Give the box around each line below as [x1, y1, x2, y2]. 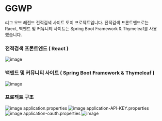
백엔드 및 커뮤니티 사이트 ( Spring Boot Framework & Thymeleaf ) [5, 69, 155, 76]
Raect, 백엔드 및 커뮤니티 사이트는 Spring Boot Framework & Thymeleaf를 [5, 25, 148, 32]
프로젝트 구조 [5, 94, 34, 101]
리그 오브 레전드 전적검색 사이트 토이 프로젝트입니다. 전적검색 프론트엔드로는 [5, 19, 149, 25]
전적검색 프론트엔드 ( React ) [5, 45, 69, 52]
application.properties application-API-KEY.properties [23, 105, 149, 111]
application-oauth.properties [23, 110, 81, 116]
